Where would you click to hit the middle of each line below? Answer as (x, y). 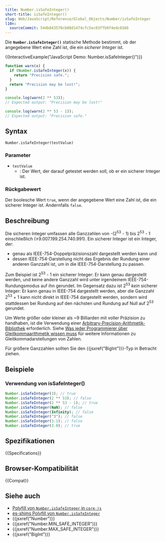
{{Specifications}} (23, 453)
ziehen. (13, 354)
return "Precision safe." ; (42, 75)
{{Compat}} (17, 480)
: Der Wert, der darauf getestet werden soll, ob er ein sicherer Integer (90, 171)
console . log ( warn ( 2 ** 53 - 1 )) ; (39, 112)
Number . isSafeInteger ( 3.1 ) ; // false (44, 421)
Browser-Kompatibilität (42, 469)
